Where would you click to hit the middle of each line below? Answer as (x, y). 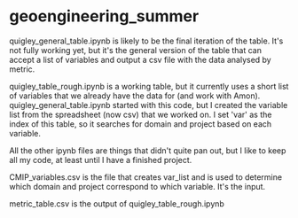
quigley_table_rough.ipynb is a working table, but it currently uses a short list (149, 86)
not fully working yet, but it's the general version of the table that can (135, 50)
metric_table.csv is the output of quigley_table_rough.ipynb (117, 203)
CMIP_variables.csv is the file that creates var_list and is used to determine (145, 177)
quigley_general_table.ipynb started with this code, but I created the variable (149, 105)
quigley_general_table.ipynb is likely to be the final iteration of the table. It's (146, 41)
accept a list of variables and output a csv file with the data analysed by (141, 59)
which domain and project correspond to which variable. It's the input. (137, 186)
